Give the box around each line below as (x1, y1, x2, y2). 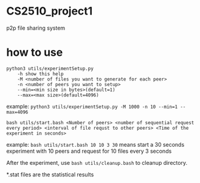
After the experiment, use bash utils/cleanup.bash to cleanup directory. (6, 159, 187, 166)
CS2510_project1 (6, 4, 93, 18)
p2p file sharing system (6, 24, 66, 32)
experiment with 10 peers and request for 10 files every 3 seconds (6, 147, 172, 155)
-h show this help (17, 71, 64, 77)
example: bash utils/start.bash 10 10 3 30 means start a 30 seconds (6, 141, 185, 148)
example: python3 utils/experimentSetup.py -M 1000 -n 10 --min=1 (6, 102, 178, 110)
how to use (6, 45, 63, 59)
